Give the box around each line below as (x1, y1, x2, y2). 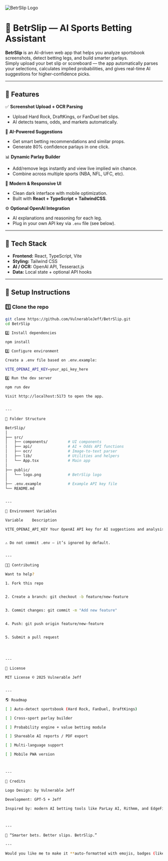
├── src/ (5, 435, 23, 440)
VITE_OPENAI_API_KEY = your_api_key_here (5, 366, 88, 372)
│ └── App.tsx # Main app (5, 458, 91, 463)
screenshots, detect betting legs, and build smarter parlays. (5, 55, 128, 61)
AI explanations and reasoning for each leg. (12, 215, 102, 221)
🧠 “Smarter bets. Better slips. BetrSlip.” (5, 833, 97, 838)
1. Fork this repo (5, 581, 43, 586)
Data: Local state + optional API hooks (12, 269, 92, 275)
